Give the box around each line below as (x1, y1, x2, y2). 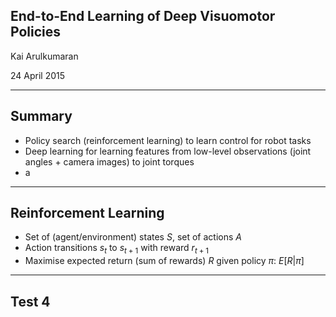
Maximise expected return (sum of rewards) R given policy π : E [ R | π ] (24, 255, 305, 267)
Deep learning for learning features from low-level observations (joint (24, 145, 312, 157)
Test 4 (10, 293, 51, 310)
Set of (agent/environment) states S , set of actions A (24, 231, 242, 243)
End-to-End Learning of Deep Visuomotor (10, 8, 276, 25)
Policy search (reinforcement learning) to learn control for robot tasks (24, 134, 312, 146)
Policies (10, 24, 62, 41)
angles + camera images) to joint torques (24, 155, 195, 168)
